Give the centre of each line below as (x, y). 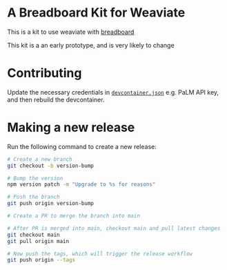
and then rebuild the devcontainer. (56, 99)
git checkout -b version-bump (51, 166)
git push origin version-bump (51, 204)
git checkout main (33, 235)
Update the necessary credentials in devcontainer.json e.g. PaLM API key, (113, 92)
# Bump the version (35, 178)
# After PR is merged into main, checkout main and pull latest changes (114, 228)
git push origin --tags (41, 260)
